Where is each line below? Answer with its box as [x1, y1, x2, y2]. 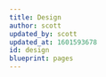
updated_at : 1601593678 [9, 37, 98, 47]
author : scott [9, 21, 62, 30]
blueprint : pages [9, 54, 74, 63]
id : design [9, 46, 50, 55]
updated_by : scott [9, 29, 77, 38]
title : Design [9, 12, 62, 22]
